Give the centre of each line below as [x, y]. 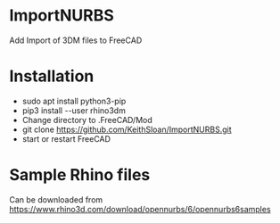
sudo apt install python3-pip [74, 101]
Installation [52, 76]
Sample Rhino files [80, 175]
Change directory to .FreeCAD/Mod [87, 120]
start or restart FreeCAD [66, 138]
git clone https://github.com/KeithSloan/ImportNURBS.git [127, 129]
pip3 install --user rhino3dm [74, 110]
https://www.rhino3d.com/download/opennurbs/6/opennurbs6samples [140, 209]
